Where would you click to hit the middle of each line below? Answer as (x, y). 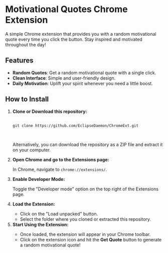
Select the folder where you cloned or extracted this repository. (86, 219)
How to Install (27, 99)
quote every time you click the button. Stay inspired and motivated (74, 39)
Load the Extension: (34, 204)
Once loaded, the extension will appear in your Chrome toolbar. (85, 234)
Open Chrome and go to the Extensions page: (61, 159)
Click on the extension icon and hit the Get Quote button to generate (91, 239)
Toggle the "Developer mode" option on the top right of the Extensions (86, 189)
